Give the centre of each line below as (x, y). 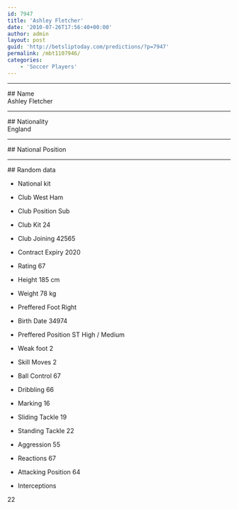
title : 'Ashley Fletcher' (45, 21)
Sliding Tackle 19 (42, 417)
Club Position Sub (44, 211)
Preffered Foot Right (47, 307)
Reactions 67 (37, 458)
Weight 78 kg (37, 293)
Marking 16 (34, 403)
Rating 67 (32, 266)
